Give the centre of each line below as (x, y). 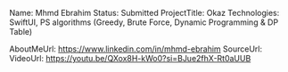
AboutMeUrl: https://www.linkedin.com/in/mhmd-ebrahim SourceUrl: (136, 49)
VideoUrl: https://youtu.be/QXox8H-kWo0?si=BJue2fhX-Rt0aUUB (130, 58)
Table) (21, 32)
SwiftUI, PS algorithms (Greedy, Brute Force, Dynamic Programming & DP (144, 22)
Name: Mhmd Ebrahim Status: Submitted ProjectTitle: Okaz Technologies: (144, 13)
